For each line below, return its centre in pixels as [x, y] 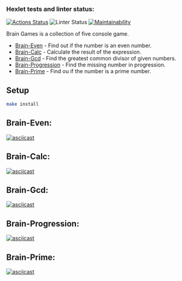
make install [23, 105]
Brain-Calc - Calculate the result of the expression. [78, 52]
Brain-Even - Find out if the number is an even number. [83, 46]
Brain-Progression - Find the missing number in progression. [90, 65]
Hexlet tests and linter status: [50, 9]
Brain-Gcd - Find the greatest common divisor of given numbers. [96, 59]
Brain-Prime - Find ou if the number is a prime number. [83, 71]
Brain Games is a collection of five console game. [68, 34]
